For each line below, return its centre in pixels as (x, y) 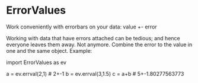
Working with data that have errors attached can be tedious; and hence (93, 38)
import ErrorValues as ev (36, 62)
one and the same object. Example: (49, 50)
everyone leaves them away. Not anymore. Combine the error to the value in (99, 44)
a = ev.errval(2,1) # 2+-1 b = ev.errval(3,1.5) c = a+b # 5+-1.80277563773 (95, 74)
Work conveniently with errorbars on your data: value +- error (82, 27)
